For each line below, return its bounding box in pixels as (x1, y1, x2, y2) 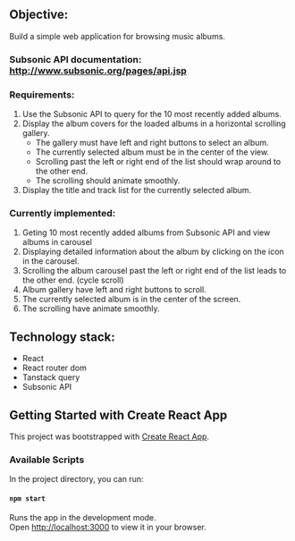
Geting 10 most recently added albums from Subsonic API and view (21, 227, 271, 238)
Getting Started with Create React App (9, 407, 228, 423)
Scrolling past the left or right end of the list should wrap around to (35, 156, 282, 167)
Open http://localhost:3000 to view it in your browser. (9, 522, 207, 533)
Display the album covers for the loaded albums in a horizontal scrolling (21, 118, 286, 129)
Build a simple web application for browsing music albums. (9, 30, 226, 41)
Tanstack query (21, 372, 80, 383)
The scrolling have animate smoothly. (21, 303, 160, 314)
